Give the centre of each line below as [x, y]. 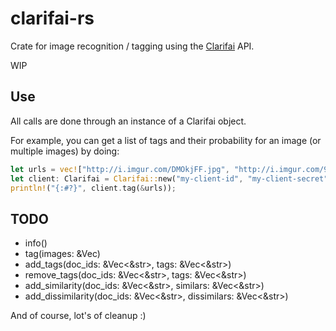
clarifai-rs [52, 18]
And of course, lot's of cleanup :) [78, 316]
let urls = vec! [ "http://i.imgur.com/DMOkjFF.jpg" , [120, 169]
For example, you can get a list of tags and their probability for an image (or [166, 140]
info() [36, 243]
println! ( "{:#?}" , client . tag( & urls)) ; [93, 188]
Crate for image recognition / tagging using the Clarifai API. [132, 46]
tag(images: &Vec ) [62, 254]
